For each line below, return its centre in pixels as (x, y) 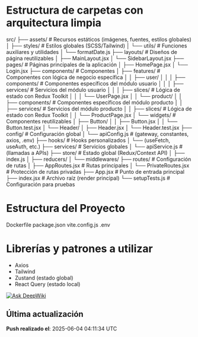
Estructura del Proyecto (66, 209)
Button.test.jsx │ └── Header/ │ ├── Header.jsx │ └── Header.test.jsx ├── (99, 128)
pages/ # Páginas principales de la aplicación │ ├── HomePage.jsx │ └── (97, 64)
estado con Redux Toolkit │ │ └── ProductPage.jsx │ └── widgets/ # (91, 115)
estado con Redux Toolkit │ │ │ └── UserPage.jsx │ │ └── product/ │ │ (94, 96)
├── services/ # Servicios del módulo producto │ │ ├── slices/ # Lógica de (99, 109)
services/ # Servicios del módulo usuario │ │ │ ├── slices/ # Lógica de (93, 90)
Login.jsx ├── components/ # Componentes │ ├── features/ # (83, 71)
